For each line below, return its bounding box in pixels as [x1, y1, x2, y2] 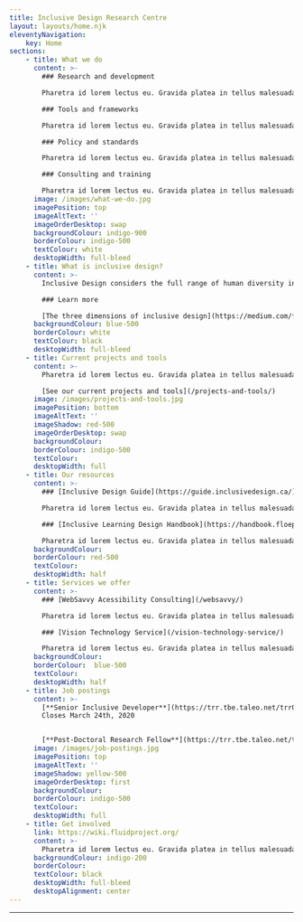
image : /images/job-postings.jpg [32, 744, 160, 753]
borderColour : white [32, 328, 111, 337]
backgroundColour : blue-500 [32, 320, 140, 329]
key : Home [25, 38, 63, 48]
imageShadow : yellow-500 [32, 769, 127, 778]
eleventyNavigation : [9, 30, 87, 39]
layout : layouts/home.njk [9, 22, 106, 31]
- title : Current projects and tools [25, 353, 168, 362]
